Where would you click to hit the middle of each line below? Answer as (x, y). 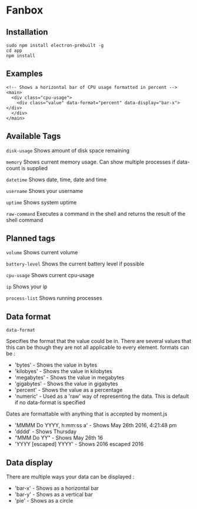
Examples (24, 74)
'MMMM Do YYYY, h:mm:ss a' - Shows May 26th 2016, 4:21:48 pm (96, 425)
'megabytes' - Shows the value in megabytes (69, 378)
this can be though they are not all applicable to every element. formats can (98, 347)
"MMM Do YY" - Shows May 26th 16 (59, 438)
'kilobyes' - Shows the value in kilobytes (64, 371)
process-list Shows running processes (54, 298)
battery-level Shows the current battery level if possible (75, 264)
